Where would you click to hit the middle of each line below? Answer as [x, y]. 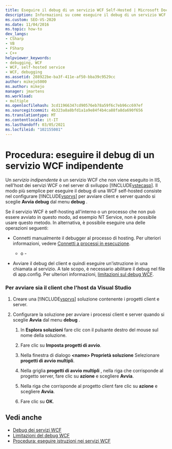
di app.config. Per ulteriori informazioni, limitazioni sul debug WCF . [83, 274]
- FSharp [15, 48]
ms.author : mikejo [25, 86]
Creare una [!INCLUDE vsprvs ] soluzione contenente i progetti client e [86, 299]
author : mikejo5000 [26, 82]
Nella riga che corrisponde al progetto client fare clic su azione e [89, 386]
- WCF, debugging [24, 72]
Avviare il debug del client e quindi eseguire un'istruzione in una [80, 264]
